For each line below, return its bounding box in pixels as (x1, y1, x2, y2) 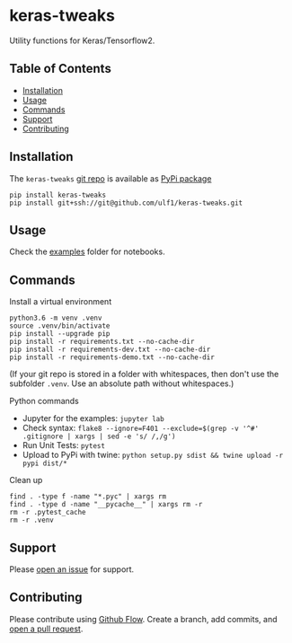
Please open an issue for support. (9, 564, 135, 575)
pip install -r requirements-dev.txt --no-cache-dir (9, 345, 211, 355)
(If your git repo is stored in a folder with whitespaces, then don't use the (9, 369, 279, 380)
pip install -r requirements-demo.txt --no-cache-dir (9, 353, 216, 362)
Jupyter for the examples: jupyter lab (22, 413, 164, 424)
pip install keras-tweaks (9, 190, 106, 199)
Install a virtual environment (9, 296, 112, 307)
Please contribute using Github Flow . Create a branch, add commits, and (9, 613, 278, 624)
